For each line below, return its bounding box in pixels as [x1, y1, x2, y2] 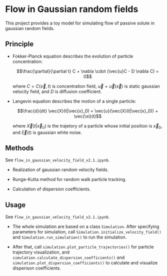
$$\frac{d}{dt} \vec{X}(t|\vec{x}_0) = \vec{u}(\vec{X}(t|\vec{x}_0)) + [17, 107, 158, 113]
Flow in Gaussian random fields [5, 3, 138, 15]
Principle [5, 40, 34, 48]
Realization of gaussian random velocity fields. [12, 166, 109, 173]
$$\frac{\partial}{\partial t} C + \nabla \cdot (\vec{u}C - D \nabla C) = [16, 68, 159, 74]
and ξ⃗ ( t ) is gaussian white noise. [12, 129, 82, 135]
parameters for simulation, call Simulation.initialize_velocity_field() [12, 229, 161, 235]
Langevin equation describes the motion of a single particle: [12, 98, 136, 104]
